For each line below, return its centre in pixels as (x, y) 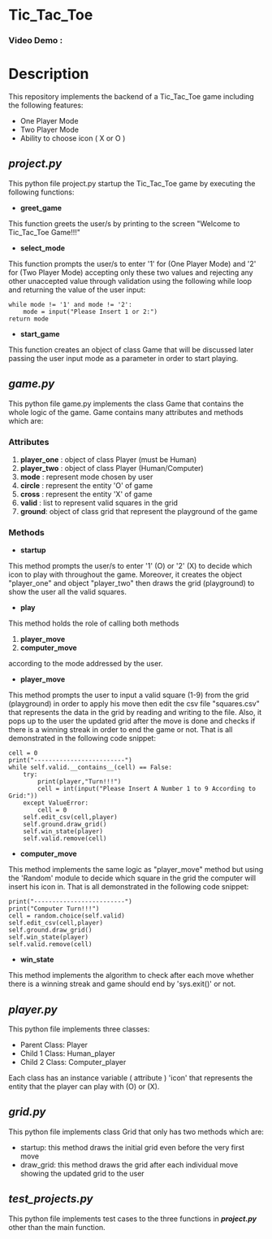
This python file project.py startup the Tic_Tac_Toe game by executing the (132, 183)
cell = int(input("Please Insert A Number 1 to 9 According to (147, 789)
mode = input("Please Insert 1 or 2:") (91, 312)
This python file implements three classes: (79, 1029)
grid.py (27, 1112)
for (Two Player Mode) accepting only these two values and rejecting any (131, 272)
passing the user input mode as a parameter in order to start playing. (123, 358)
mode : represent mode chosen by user (86, 477)
